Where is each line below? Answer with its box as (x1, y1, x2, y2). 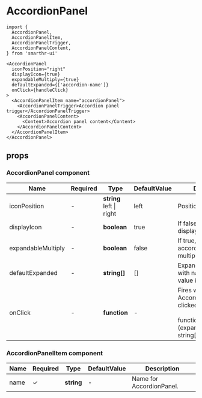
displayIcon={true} (11, 71, 61, 77)
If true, (177, 236, 197, 244)
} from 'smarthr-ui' (6, 50, 58, 56)
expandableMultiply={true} (11, 76, 79, 82)
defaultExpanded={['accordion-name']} (11, 82, 109, 88)
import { (6, 24, 28, 30)
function (103, 308, 128, 316)
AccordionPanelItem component (6, 349, 103, 357)
